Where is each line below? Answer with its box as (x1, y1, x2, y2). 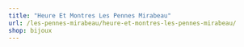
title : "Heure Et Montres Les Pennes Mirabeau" (8, 11, 172, 20)
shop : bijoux (8, 26, 53, 34)
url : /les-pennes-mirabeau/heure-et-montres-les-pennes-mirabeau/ (8, 19, 237, 27)
